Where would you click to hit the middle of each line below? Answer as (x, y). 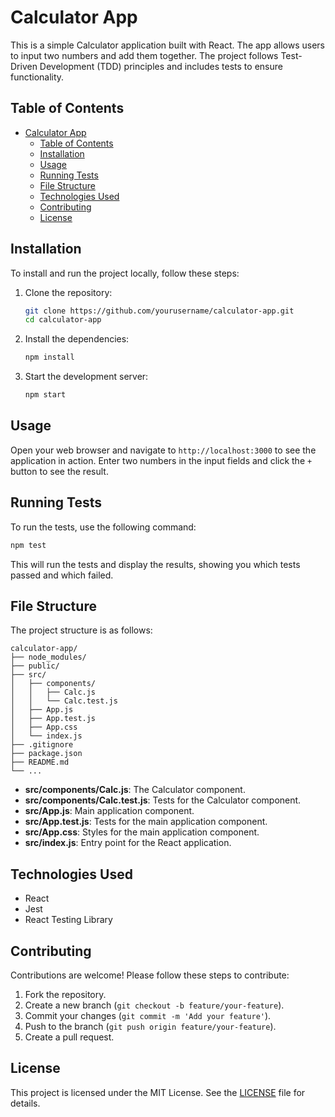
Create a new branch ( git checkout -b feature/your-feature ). (154, 1005)
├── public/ (35, 666)
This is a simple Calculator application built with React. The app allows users (167, 45)
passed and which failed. (62, 575)
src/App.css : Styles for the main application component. (142, 832)
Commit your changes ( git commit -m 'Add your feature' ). (148, 1015)
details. (25, 1103)
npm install (49, 357)
